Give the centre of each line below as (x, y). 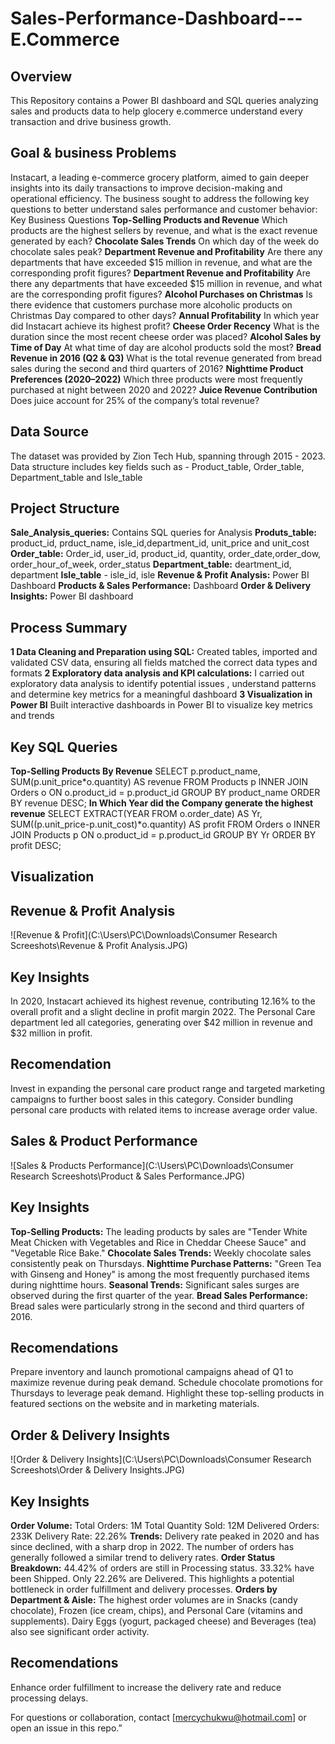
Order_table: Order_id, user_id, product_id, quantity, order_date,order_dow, (166, 554)
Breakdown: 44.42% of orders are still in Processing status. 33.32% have (162, 1568)
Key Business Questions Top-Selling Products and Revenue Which (149, 219)
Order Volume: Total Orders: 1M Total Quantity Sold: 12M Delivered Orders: (165, 1525)
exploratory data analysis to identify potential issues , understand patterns (163, 684)
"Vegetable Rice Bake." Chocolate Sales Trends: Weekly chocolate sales (161, 1253)
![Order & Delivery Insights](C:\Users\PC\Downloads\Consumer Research (161, 1459)
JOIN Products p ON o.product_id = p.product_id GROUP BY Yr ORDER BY (163, 835)
